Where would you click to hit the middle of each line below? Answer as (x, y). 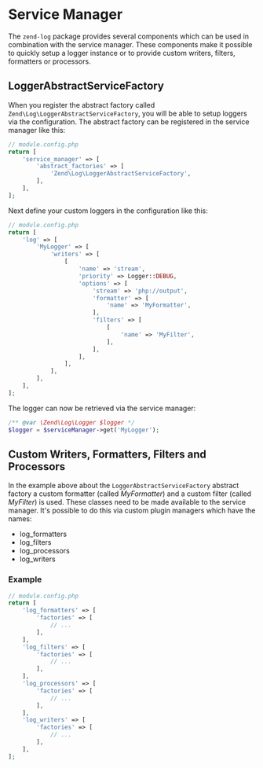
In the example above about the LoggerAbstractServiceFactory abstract (124, 486)
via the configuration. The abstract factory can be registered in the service (129, 121)
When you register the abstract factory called (82, 105)
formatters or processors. (50, 61)
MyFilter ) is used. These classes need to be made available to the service (127, 502)
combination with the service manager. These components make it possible (130, 44)
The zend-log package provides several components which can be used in (129, 36)
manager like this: (37, 130)
